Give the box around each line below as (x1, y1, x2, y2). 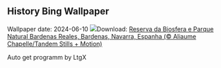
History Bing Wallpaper (7, 6, 109, 17)
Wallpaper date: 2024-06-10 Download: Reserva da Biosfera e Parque (7, 24, 214, 33)
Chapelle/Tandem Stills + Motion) (7, 40, 103, 48)
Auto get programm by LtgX (7, 53, 87, 61)
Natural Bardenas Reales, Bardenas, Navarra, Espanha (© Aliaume (7, 32, 197, 40)
